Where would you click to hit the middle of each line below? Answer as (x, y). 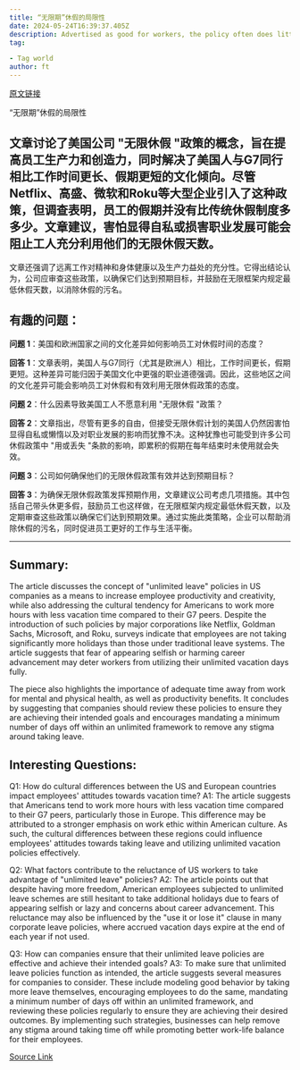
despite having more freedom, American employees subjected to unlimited (146, 889)
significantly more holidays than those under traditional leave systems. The (147, 644)
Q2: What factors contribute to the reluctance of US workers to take (134, 870)
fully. (18, 672)
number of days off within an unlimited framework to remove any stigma (142, 727)
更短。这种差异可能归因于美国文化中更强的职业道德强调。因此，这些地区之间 (150, 374)
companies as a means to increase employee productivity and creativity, (142, 596)
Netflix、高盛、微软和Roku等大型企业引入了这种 (142, 194)
